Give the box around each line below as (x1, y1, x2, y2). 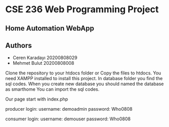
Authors (5, 41, 32, 49)
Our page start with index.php (5, 96, 68, 103)
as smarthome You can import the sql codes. (5, 86, 100, 92)
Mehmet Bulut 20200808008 (12, 60, 75, 66)
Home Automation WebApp (5, 24, 94, 33)
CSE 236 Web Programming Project (5, 4, 159, 15)
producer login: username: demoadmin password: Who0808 (5, 106, 133, 112)
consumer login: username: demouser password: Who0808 (5, 116, 131, 122)
